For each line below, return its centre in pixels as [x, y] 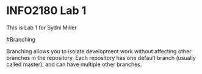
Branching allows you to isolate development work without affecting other [99, 51]
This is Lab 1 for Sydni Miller [42, 28]
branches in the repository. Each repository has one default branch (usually [101, 57]
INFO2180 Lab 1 [46, 11]
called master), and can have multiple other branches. [74, 64]
